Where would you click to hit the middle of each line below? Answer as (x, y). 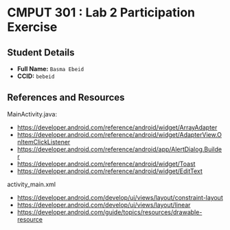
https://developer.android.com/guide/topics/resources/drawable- (110, 212)
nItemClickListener (44, 142)
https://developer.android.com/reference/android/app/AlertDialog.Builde (119, 149)
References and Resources (66, 98)
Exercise (32, 27)
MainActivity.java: (32, 114)
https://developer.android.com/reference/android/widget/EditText (110, 171)
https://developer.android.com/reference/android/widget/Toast (106, 164)
